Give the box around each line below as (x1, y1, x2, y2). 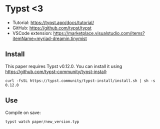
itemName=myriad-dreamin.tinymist (12, 35, 87, 41)
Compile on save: (5, 109, 41, 115)
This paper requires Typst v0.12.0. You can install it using (5, 63, 122, 69)
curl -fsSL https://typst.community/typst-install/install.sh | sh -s (5, 78, 155, 83)
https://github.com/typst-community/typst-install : (5, 68, 107, 74)
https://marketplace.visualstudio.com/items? (53, 30, 145, 36)
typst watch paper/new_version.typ (5, 119, 79, 124)
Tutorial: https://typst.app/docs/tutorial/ (12, 19, 94, 25)
